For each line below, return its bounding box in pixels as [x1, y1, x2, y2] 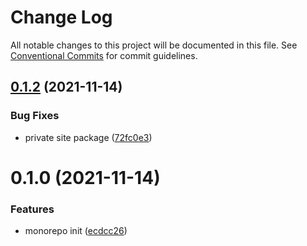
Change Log [10, 6, 113, 29]
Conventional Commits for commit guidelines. [10, 49, 198, 61]
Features [10, 202, 55, 216]
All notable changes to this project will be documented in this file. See [10, 39, 298, 51]
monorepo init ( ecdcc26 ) [24, 225, 128, 237]
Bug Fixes [10, 109, 60, 123]
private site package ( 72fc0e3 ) [24, 131, 153, 143]
